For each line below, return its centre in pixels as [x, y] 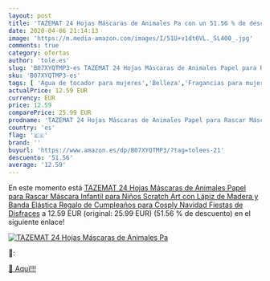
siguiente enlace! [37, 222]
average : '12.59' [37, 165]
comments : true [34, 46]
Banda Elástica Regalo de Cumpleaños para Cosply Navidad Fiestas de [126, 205]
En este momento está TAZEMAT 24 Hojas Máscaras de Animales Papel [127, 188]
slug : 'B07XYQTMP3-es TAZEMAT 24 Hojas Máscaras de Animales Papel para [133, 68]
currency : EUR [32, 98]
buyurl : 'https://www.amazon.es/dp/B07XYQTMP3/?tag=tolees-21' [117, 150]
